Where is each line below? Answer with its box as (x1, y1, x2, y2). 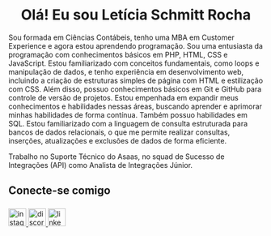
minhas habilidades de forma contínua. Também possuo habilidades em (8, 109, 248, 119)
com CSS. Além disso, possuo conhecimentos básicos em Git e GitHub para (8, 84, 262, 94)
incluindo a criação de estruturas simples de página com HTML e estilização (8, 75, 264, 85)
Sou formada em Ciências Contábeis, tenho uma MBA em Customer (8, 32, 235, 42)
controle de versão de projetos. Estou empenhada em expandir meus (8, 92, 239, 102)
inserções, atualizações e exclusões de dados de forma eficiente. (8, 135, 227, 145)
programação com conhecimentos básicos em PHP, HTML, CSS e (8, 49, 228, 59)
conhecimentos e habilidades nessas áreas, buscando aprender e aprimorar (8, 101, 263, 111)
